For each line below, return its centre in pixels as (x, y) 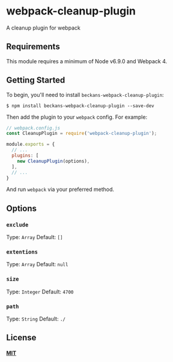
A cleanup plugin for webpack (44, 28)
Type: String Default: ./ (36, 319)
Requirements (33, 47)
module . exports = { (31, 145)
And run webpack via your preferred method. (60, 189)
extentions (22, 252)
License (21, 338)
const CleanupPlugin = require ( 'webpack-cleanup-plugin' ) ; (82, 134)
